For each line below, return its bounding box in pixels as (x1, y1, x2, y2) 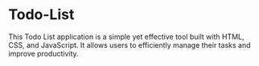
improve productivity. (8, 49, 79, 58)
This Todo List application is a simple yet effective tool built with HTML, (8, 32, 245, 41)
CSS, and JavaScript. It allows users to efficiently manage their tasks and (8, 40, 251, 49)
